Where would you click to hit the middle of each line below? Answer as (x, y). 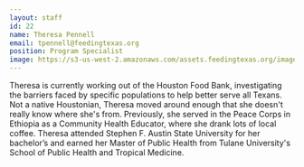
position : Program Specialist (66, 51)
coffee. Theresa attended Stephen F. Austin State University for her (135, 133)
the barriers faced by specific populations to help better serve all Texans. (146, 95)
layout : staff (36, 18)
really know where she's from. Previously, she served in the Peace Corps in (150, 114)
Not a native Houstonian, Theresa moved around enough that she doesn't (146, 104)
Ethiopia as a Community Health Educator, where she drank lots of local (143, 124)
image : (22, 60)
